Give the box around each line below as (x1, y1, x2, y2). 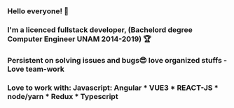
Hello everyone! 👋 (7, 6, 69, 16)
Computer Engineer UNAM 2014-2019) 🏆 (7, 34, 152, 44)
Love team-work (7, 64, 65, 74)
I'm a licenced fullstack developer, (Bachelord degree (7, 24, 193, 34)
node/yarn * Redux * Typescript (7, 91, 118, 101)
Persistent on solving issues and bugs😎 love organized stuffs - (7, 55, 228, 65)
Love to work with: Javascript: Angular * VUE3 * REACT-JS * (7, 83, 219, 93)
